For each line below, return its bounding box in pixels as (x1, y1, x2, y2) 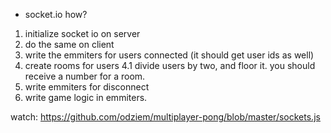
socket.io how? (24, 9, 88, 20)
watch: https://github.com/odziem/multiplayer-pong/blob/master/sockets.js (10, 111, 321, 123)
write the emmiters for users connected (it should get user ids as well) (24, 49, 315, 61)
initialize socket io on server (24, 28, 141, 39)
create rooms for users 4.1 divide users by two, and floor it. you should (24, 60, 316, 71)
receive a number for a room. (24, 70, 146, 82)
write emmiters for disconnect (24, 81, 150, 93)
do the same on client (24, 39, 115, 50)
